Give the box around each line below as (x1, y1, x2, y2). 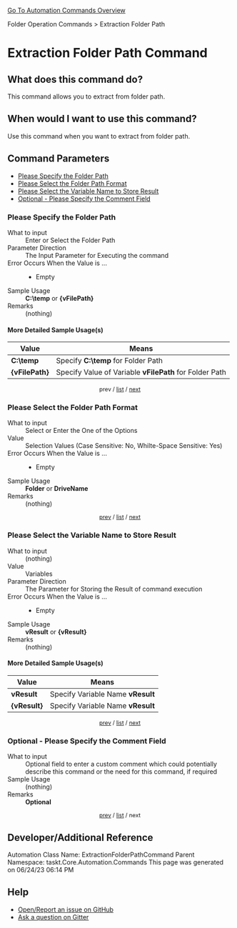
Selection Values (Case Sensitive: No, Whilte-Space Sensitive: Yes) (25, 441, 223, 450)
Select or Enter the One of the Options (25, 426, 138, 435)
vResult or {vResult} (25, 627, 87, 636)
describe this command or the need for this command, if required (25, 767, 218, 776)
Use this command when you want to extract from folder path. (7, 131, 191, 140)
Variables (25, 569, 53, 578)
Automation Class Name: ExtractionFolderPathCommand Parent (7, 850, 195, 859)
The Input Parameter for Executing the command (25, 251, 169, 259)
